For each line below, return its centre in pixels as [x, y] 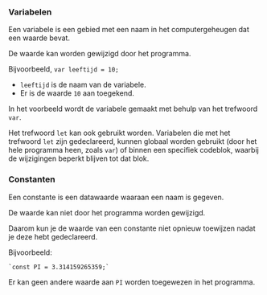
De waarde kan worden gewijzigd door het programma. [100, 54]
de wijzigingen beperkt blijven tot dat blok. [79, 158]
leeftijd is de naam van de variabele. [83, 85]
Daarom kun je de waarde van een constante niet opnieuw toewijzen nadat [132, 228]
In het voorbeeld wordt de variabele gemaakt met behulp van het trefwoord [133, 109]
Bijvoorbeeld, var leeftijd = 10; [64, 69]
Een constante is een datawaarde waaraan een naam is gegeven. [116, 197]
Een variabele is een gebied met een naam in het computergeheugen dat [129, 30]
